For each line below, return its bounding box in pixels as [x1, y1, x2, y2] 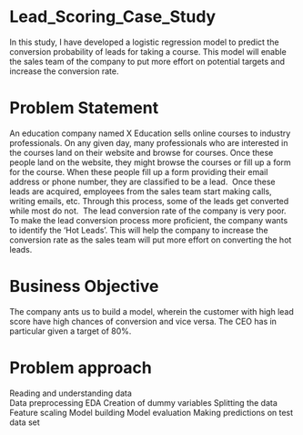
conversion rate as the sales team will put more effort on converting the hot [9, 234, 292, 245]
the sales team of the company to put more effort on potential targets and [9, 56, 285, 67]
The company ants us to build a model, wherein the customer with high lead [9, 306, 294, 316]
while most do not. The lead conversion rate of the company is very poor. [9, 205, 287, 216]
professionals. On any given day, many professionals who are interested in [9, 137, 288, 148]
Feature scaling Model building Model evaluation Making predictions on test [9, 407, 294, 418]
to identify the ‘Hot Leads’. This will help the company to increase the [9, 224, 268, 235]
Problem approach [9, 357, 153, 378]
